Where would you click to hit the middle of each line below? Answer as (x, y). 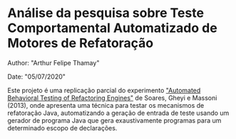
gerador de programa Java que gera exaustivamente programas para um (114, 120)
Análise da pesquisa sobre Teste (106, 13)
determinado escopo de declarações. (62, 128)
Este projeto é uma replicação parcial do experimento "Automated (104, 90)
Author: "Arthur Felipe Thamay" (53, 62)
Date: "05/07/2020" (37, 77)
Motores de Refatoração (81, 43)
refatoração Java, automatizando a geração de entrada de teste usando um (118, 113)
